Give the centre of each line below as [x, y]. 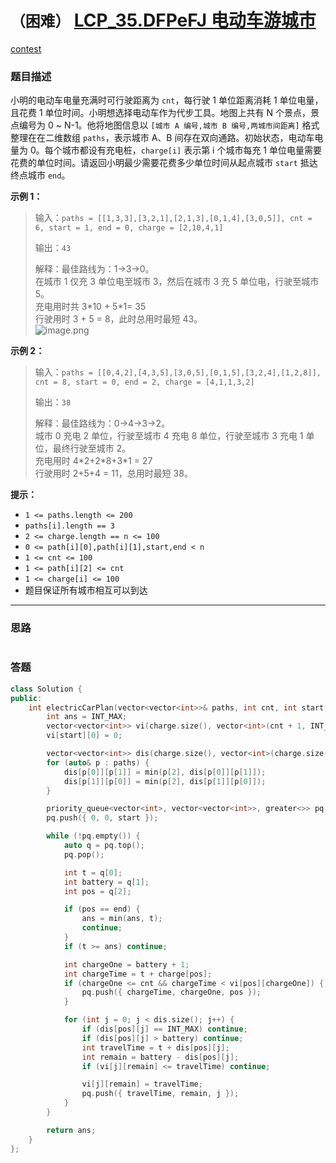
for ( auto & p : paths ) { [98, 762]
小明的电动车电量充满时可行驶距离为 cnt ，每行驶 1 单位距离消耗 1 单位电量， [167, 100]
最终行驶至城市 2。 [92, 448]
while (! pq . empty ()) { [93, 836]
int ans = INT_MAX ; [87, 717]
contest [26, 48]
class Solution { [46, 689]
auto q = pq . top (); [104, 846]
